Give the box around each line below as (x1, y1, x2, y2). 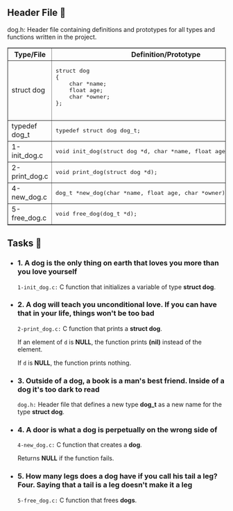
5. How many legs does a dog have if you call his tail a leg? (17, 471, 218, 481)
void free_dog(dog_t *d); (55, 209, 137, 217)
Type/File (13, 49, 46, 59)
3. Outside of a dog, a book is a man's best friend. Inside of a (17, 376, 225, 386)
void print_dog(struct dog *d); (55, 168, 158, 175)
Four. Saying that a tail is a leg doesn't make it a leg (17, 480, 193, 490)
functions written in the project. (7, 33, 97, 41)
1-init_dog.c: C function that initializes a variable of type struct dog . (17, 282, 216, 291)
